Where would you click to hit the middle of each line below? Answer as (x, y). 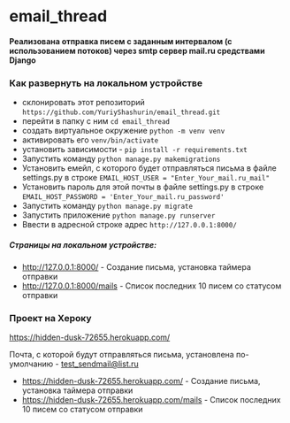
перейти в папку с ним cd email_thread (96, 121)
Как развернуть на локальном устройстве (106, 83)
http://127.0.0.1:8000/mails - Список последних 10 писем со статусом (152, 286)
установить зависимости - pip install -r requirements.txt (134, 150)
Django (23, 60)
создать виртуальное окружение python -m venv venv (123, 131)
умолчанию (31, 364)
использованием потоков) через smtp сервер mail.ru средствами (137, 50)
